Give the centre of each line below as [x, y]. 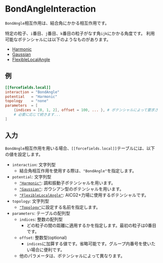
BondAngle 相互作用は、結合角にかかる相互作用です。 [57, 23]
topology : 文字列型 [31, 201]
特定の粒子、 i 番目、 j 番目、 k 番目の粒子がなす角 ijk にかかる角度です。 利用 [80, 33]
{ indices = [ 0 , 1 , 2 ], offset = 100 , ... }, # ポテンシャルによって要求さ [86, 110]
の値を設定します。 [24, 154]
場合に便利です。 [48, 249]
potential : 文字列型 [32, 176]
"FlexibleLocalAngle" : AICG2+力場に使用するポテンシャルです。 [84, 195]
